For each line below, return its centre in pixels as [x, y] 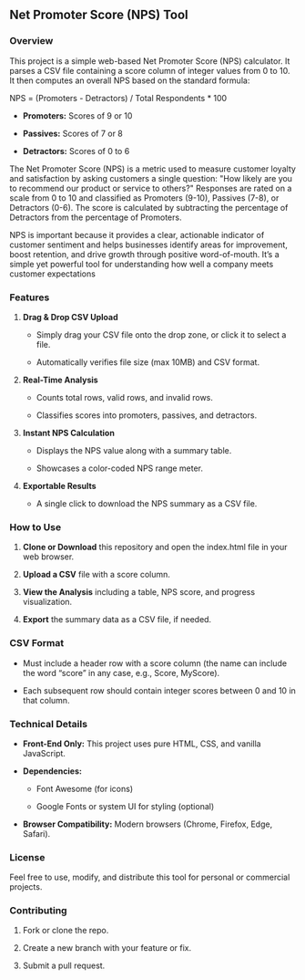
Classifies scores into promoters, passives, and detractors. [147, 415]
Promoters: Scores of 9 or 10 [77, 115]
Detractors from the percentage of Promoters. [96, 217]
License [27, 857]
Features [30, 297]
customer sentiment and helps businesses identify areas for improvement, [149, 245]
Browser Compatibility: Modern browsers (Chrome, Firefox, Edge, [147, 824]
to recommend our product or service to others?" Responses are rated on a [151, 188]
